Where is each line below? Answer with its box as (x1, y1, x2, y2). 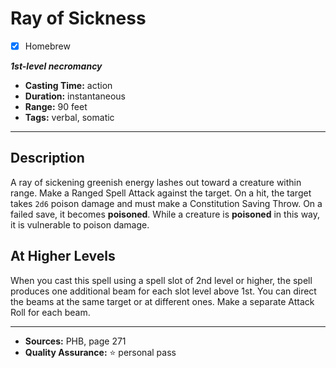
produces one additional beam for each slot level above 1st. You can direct (10, 285, 317, 297)
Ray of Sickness (10, 7, 147, 30)
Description (10, 150, 85, 167)
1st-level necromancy (10, 60, 103, 72)
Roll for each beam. (10, 306, 91, 318)
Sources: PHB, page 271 (24, 335, 127, 347)
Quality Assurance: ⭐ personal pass (24, 346, 177, 358)
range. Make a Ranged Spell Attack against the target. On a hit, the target (10, 187, 312, 199)
